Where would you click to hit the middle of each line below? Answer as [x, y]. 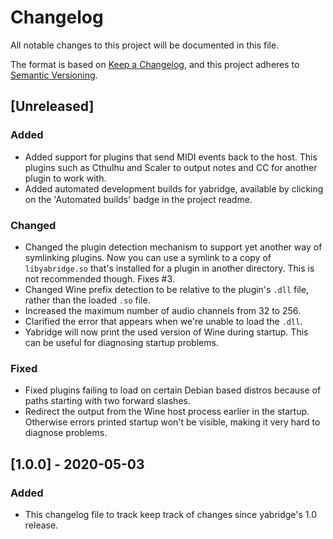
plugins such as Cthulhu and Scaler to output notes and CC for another [171, 167]
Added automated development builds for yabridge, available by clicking [174, 188]
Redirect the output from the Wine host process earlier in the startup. [167, 412]
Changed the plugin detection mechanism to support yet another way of [173, 247]
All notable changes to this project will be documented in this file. [145, 45]
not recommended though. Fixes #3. [99, 278]
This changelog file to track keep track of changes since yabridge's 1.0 [171, 514]
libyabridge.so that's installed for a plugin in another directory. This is [169, 268]
